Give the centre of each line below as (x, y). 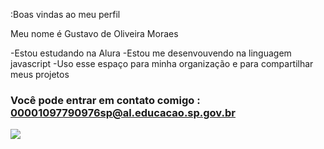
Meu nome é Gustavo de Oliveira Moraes (94, 33)
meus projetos (40, 74)
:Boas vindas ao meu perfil (65, 14)
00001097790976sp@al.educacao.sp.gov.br (123, 112)
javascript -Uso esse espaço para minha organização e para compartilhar (162, 63)
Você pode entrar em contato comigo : (105, 100)
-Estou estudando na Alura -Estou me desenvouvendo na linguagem (151, 53)
